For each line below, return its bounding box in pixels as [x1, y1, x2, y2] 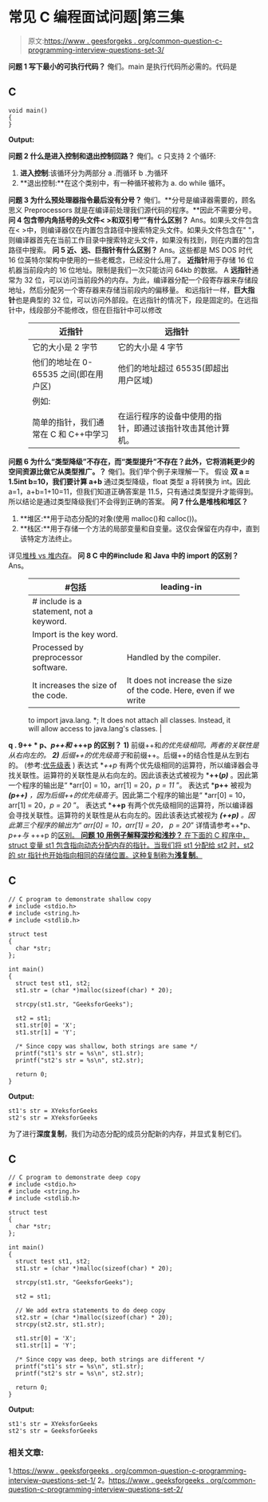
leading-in [160, 581, 202, 592]
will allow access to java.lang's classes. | [28, 723, 162, 733]
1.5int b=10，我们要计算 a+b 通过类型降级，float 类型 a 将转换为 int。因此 [8, 476, 251, 486]
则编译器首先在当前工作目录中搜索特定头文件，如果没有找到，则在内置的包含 [8, 234, 260, 245]
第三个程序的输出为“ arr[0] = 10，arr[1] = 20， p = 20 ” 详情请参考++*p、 [14, 820, 255, 830]
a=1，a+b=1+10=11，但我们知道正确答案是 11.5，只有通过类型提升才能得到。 [8, 487, 258, 496]
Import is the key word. [32, 628, 118, 639]
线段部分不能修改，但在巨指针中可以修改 [29, 305, 162, 314]
